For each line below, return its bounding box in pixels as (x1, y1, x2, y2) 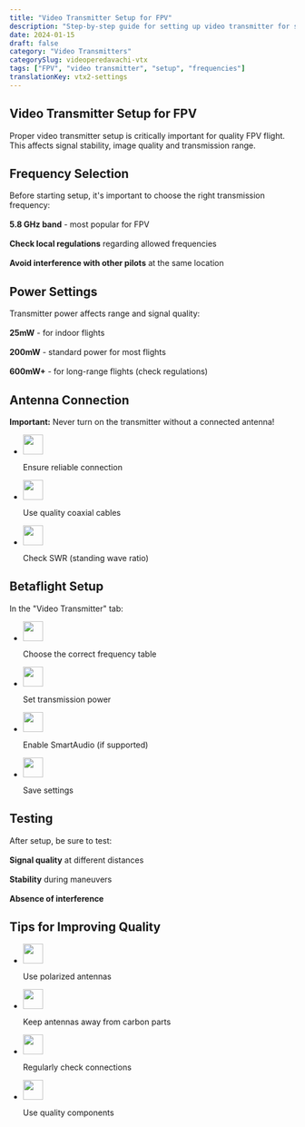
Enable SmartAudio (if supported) (22, 739, 149, 750)
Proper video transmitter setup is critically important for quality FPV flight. (9, 130, 286, 141)
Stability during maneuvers (9, 874, 113, 885)
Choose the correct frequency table (22, 648, 157, 659)
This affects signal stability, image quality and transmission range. (9, 140, 256, 151)
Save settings (22, 785, 74, 796)
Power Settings (9, 283, 98, 300)
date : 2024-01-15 (9, 30, 75, 39)
